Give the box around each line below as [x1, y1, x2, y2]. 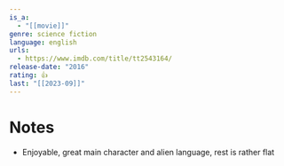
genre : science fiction [9, 29, 98, 38]
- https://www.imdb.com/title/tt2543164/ [17, 54, 173, 63]
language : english [9, 37, 77, 47]
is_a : [9, 12, 29, 22]
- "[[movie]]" [17, 21, 69, 30]
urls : [9, 46, 29, 55]
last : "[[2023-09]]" [9, 79, 86, 88]
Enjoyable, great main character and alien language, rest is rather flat [21, 146, 275, 157]
